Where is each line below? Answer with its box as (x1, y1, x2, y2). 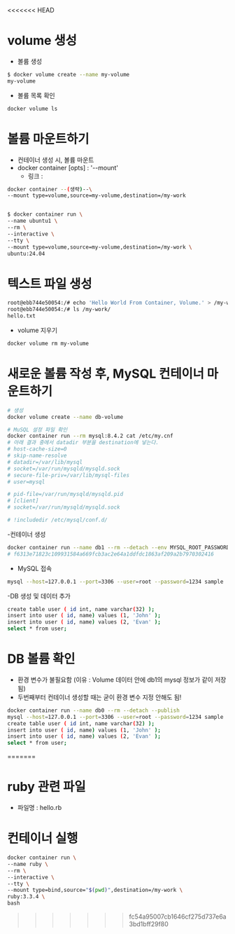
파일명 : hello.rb (17, 804, 62, 812)
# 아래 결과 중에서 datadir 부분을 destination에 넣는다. (7, 439, 159, 446)
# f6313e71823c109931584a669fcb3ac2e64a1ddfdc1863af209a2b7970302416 (7, 550, 215, 558)
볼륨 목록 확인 (17, 91, 55, 99)
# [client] (7, 497, 39, 504)
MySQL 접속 (17, 564, 52, 572)
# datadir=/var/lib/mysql (7, 458, 83, 465)
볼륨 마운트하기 (7, 131, 90, 146)
